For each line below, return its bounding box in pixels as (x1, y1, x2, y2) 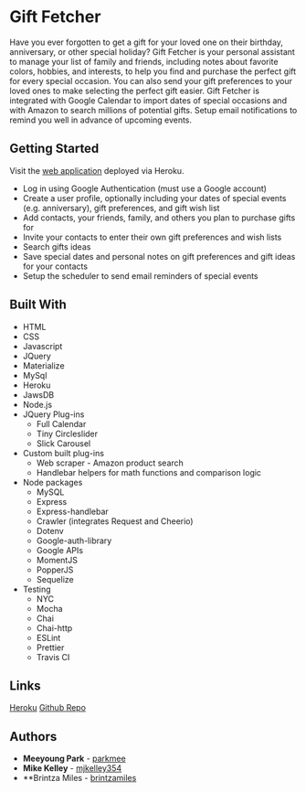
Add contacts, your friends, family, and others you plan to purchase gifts (22, 212, 296, 223)
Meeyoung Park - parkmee (22, 753, 126, 765)
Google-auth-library (36, 535, 112, 546)
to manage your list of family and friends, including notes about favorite (9, 56, 279, 67)
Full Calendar (36, 418, 87, 429)
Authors (9, 729, 58, 744)
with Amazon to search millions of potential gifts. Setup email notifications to (9, 104, 298, 115)
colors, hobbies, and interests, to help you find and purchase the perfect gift (9, 66, 297, 77)
